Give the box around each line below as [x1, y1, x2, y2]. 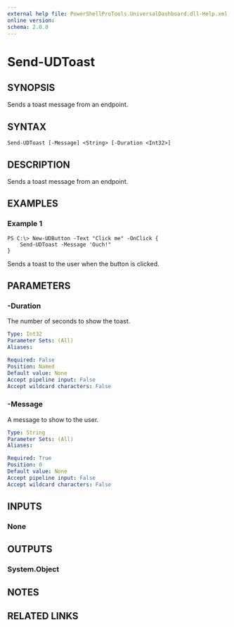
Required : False [7, 356, 55, 364]
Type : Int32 [7, 330, 42, 338]
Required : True [7, 455, 52, 462]
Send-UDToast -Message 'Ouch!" [20, 241, 112, 248]
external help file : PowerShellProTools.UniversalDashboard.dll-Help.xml [7, 10, 228, 18]
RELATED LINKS [7, 610, 79, 622]
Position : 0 [7, 461, 42, 468]
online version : [7, 17, 55, 24]
